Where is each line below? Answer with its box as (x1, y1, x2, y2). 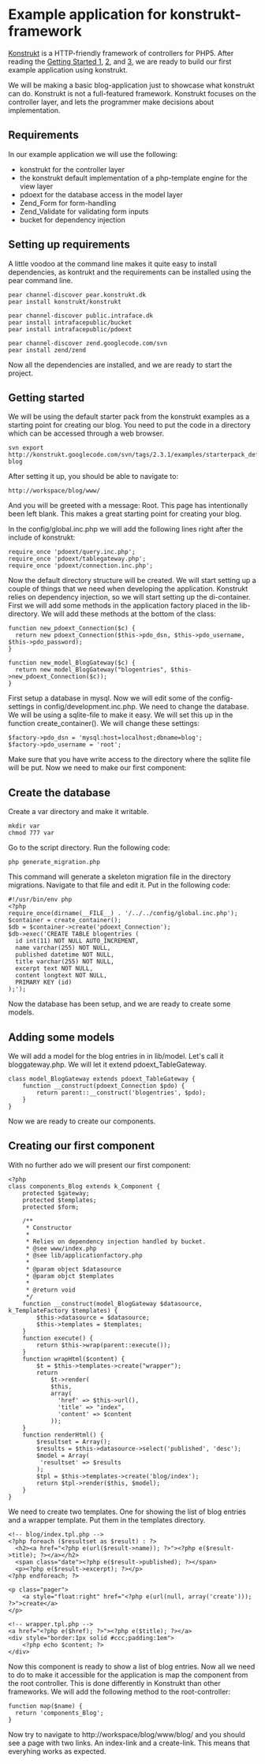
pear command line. (8, 275, 73, 285)
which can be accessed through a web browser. (8, 428, 164, 439)
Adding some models (8, 1030, 115, 1044)
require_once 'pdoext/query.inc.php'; (8, 548, 136, 556)
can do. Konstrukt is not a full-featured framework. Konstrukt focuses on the (8, 88, 256, 98)
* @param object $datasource (25, 1265, 122, 1273)
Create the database (8, 786, 111, 799)
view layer (19, 181, 54, 191)
